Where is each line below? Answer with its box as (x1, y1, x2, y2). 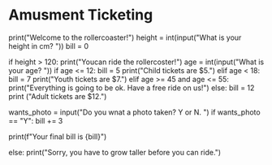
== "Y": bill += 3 (8, 115, 63, 125)
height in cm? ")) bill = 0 (8, 41, 89, 50)
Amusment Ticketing (8, 6, 153, 24)
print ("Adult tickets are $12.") (8, 91, 107, 101)
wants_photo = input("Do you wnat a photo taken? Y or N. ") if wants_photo (8, 107, 261, 117)
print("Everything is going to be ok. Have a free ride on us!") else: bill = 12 (8, 83, 255, 93)
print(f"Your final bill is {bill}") (8, 132, 107, 141)
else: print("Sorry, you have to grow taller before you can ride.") (8, 147, 222, 157)
